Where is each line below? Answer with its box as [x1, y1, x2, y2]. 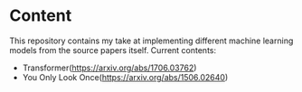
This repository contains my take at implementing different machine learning [9, 35, 294, 46]
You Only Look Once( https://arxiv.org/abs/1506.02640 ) [22, 71, 229, 82]
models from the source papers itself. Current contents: [9, 44, 217, 55]
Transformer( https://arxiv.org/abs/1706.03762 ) [22, 62, 197, 73]
